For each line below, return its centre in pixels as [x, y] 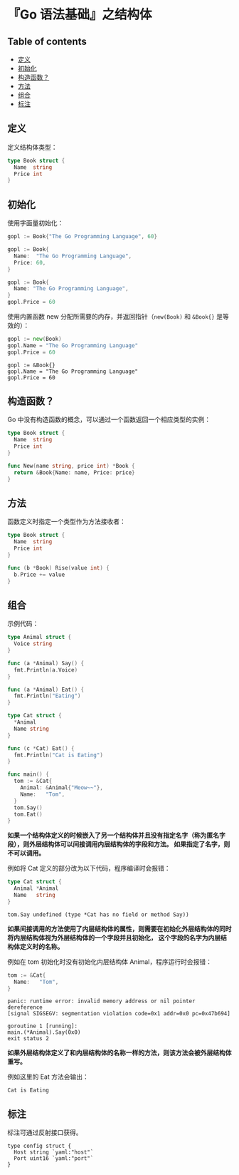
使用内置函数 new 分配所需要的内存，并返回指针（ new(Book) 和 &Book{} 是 [115, 317]
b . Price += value [39, 575]
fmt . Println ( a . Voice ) [46, 670]
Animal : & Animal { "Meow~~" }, [62, 788]
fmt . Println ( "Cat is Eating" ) [58, 755]
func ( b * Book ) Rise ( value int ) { [59, 568]
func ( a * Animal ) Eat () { [46, 689]
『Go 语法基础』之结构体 [80, 15]
